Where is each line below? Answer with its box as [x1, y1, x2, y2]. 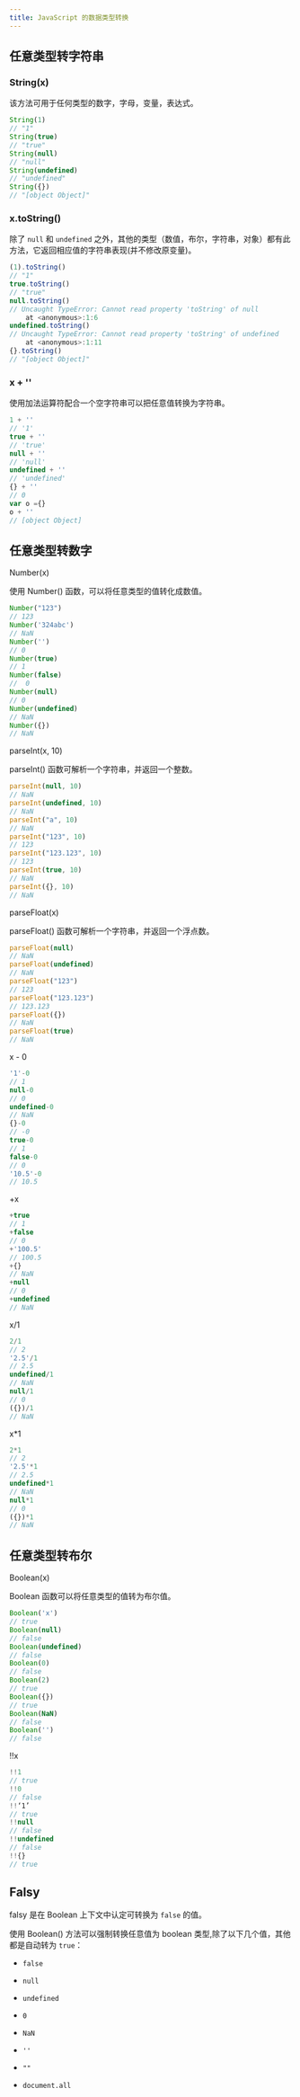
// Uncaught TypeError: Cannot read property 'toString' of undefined [9, 330, 279, 339]
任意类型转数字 [9, 543, 93, 558]
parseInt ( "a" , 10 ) [9, 815, 78, 824]
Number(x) [9, 567, 49, 578]
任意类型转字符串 [9, 49, 104, 64]
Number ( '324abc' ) [9, 621, 75, 630]
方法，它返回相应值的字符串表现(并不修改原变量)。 [9, 244, 197, 256]
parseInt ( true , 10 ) [9, 866, 83, 875]
